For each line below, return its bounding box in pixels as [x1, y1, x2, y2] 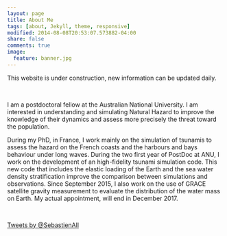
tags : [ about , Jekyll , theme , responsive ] [7, 23, 130, 30]
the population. [7, 122, 50, 131]
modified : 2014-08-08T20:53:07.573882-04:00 [7, 29, 136, 36]
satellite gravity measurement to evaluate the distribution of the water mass [7, 186, 221, 195]
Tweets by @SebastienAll [7, 221, 80, 229]
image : [7, 49, 26, 56]
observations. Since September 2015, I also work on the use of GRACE [7, 180, 206, 188]
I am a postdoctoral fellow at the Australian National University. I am [7, 100, 199, 109]
